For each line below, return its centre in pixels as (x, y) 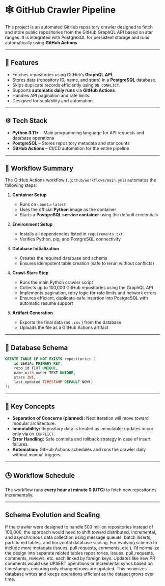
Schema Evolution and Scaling (53, 515)
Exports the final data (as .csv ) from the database (70, 322)
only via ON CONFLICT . (33, 434)
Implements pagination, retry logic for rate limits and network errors (88, 293)
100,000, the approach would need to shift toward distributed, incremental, (81, 532)
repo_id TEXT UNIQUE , (36, 368)
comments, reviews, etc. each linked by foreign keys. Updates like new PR (80, 558)
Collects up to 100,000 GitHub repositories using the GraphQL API (86, 288)
